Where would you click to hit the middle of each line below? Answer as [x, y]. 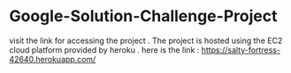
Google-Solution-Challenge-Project [143, 16]
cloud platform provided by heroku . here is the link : [104, 49]
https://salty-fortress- [241, 49]
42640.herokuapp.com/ [53, 59]
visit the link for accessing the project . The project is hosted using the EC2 [146, 40]
